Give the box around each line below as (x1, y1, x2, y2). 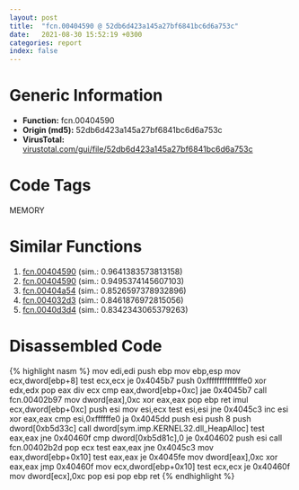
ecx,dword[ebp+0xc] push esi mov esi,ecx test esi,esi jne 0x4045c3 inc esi (9, 404, 289, 414)
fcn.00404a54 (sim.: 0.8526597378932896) (22, 285, 187, 296)
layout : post (9, 13, 58, 22)
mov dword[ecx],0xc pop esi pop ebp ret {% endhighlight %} (9, 470, 235, 481)
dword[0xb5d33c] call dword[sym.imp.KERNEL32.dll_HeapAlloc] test (9, 423, 265, 433)
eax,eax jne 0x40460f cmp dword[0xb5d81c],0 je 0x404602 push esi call (9, 432, 283, 443)
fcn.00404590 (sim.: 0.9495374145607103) (22, 275, 185, 286)
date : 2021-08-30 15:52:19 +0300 (9, 30, 143, 39)
